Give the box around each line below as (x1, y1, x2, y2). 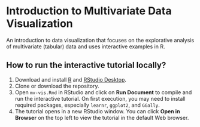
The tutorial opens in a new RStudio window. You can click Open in (14, 107, 181, 114)
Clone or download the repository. (14, 82, 100, 89)
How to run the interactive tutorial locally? (6, 60, 166, 70)
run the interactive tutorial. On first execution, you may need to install (14, 95, 186, 102)
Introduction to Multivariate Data (6, 4, 172, 18)
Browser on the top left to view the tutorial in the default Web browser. (14, 114, 189, 121)
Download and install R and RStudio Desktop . (14, 76, 127, 83)
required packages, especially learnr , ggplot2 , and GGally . (14, 101, 160, 109)
